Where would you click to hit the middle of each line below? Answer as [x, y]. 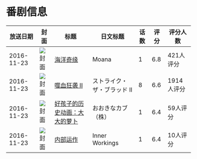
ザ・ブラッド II [113, 90]
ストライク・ [110, 81]
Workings [106, 143]
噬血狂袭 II [69, 85]
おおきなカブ [110, 108]
